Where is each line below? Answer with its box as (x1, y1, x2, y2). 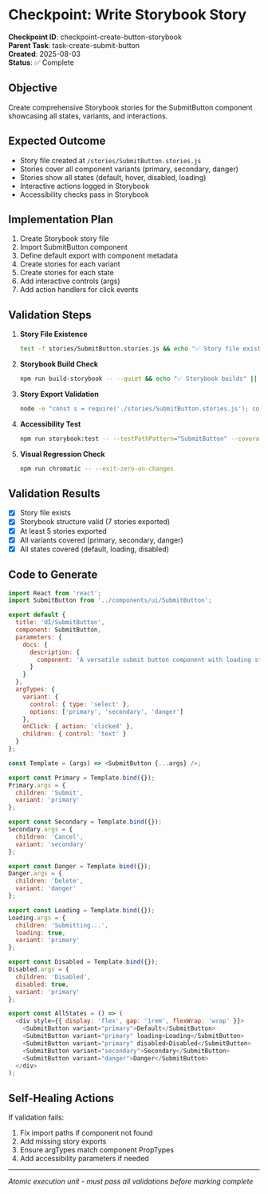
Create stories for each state (19, 268, 114, 278)
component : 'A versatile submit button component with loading (37, 655, 251, 663)
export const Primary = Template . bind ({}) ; (8, 774, 156, 782)
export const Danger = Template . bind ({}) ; (8, 862, 152, 870)
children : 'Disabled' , (15, 972, 91, 981)
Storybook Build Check (19, 359, 98, 369)
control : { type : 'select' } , (29, 700, 130, 708)
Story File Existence (19, 330, 88, 339)
